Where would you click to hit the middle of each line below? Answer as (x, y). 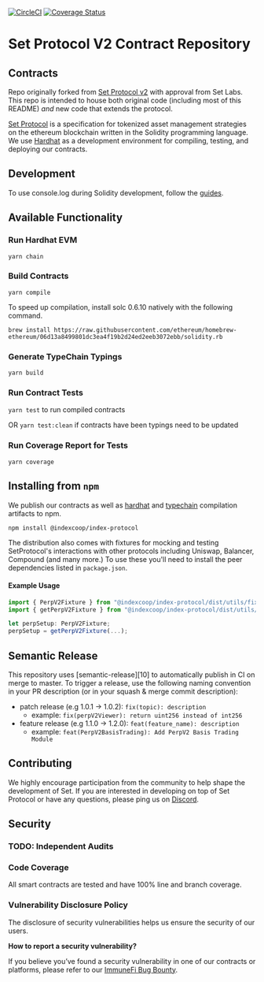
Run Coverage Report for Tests (68, 445)
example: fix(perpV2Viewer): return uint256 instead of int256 (137, 715)
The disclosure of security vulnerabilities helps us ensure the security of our (132, 922)
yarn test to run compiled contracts (67, 410)
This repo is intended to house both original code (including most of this (125, 100)
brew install (29, 330)
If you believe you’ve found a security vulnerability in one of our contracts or (132, 961)
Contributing (40, 763)
